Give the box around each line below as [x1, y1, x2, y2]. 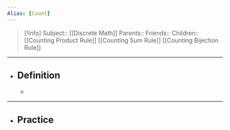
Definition [16, 70, 60, 81]
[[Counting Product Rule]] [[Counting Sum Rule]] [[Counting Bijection [23, 36, 219, 44]
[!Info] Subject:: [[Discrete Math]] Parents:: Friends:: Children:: [23, 29, 200, 37]
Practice [16, 114, 54, 125]
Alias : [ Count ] [7, 10, 51, 17]
